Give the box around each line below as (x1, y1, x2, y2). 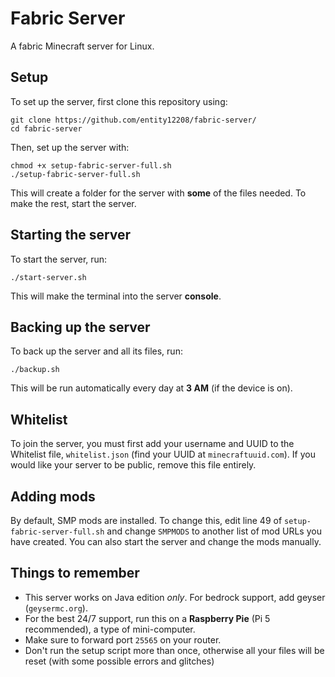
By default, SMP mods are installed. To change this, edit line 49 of (10, 515, 283, 526)
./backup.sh (10, 365, 60, 375)
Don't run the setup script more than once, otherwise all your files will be (24, 644, 325, 656)
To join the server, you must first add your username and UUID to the (10, 438, 295, 450)
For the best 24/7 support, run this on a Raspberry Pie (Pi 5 (24, 612, 271, 624)
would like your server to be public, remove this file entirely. (10, 459, 257, 471)
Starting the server (10, 227, 132, 244)
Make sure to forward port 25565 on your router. (24, 633, 222, 646)
